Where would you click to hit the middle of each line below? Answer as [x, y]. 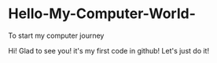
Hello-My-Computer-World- [102, 14]
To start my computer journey [56, 35]
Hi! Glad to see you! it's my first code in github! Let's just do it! [109, 50]
